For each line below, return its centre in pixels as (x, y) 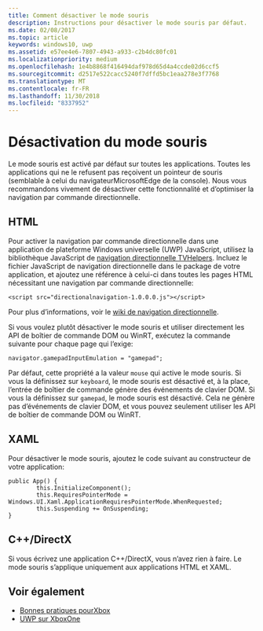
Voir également (46, 591)
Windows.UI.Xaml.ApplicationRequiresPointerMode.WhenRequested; (115, 502)
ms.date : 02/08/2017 (42, 30)
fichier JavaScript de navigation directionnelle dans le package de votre (124, 266)
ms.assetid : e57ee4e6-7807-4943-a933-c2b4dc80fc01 (93, 52)
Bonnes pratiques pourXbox (65, 611)
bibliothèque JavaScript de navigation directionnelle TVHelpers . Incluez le (128, 257)
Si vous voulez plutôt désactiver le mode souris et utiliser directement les (126, 327)
